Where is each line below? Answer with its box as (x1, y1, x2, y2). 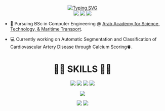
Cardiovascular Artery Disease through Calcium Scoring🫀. (10, 44, 133, 50)
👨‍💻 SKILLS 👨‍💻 (53, 63, 112, 75)
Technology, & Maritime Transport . (10, 26, 82, 32)
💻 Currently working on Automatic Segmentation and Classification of (10, 36, 157, 42)
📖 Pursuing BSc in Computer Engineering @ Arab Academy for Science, (10, 21, 160, 26)
